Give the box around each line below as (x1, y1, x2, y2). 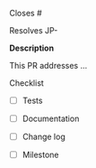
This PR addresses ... (9, 61, 88, 70)
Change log (22, 131, 65, 143)
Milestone (22, 149, 60, 161)
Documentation (22, 113, 80, 125)
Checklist (9, 78, 45, 89)
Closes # (9, 8, 42, 18)
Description (9, 42, 55, 53)
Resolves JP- (9, 25, 58, 35)
